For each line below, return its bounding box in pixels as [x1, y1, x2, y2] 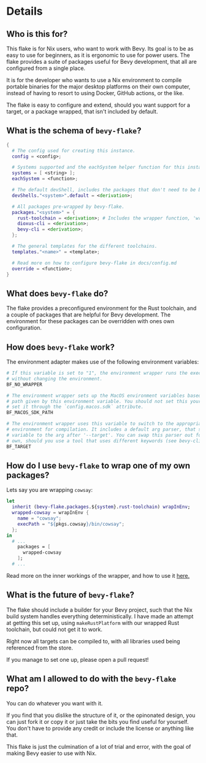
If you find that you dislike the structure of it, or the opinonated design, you [6, 711, 196, 719]
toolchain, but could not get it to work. [6, 626, 103, 633]
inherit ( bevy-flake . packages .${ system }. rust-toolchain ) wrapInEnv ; [12, 504, 191, 510]
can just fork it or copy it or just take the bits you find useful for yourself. [6, 718, 189, 725]
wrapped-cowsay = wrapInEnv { [12, 510, 89, 516]
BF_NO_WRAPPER [6, 381, 43, 388]
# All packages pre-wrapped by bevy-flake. [12, 204, 124, 210]
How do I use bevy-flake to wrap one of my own [6, 460, 191, 470]
